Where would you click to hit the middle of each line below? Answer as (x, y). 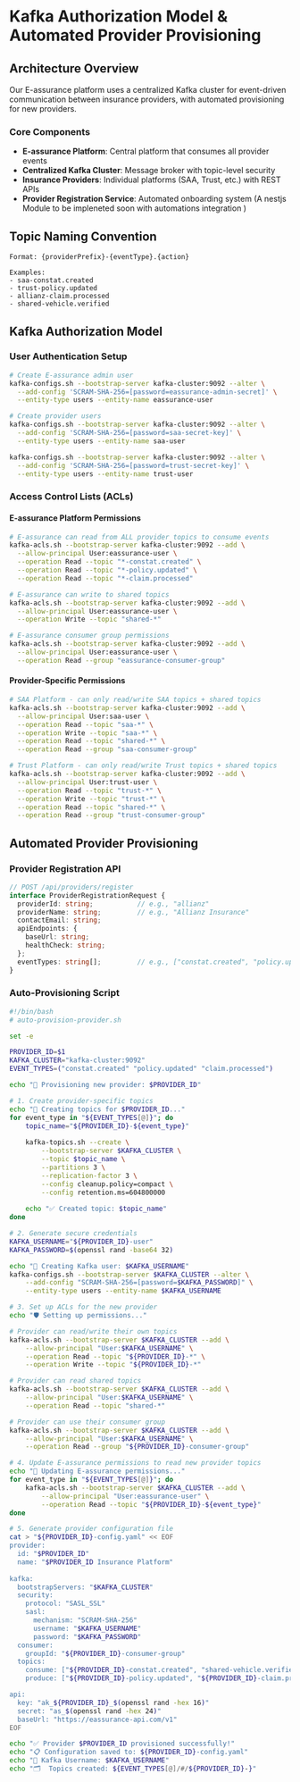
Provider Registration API (65, 868)
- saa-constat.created (51, 280)
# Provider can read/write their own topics (93, 1331)
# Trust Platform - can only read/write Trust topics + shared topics (143, 766)
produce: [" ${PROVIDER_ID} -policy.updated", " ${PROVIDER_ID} (141, 1678)
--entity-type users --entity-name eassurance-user (116, 400)
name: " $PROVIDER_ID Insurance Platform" (96, 1562)
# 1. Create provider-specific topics (81, 1100)
